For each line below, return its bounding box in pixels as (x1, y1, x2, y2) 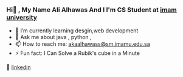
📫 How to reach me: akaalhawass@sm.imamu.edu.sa (15, 40, 150, 48)
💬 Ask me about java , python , (15, 34, 92, 41)
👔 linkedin (6, 64, 31, 71)
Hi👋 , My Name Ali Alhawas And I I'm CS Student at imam (6, 5, 178, 14)
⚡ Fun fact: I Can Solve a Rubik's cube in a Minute (15, 50, 140, 57)
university (6, 13, 38, 21)
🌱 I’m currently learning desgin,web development (15, 27, 139, 34)
